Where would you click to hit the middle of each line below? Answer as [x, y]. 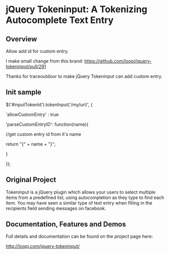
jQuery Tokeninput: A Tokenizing [77, 9]
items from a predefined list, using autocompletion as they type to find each [85, 197]
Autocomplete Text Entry [60, 20]
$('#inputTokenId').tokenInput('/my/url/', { [49, 104]
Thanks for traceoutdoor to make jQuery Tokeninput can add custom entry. [84, 76]
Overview [22, 39]
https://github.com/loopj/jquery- [118, 61]
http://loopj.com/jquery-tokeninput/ [43, 246]
